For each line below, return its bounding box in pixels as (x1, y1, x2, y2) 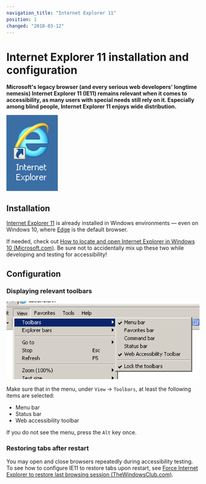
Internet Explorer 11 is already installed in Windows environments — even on (6, 220, 199, 227)
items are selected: (6, 392, 55, 399)
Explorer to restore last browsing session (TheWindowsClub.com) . (6, 471, 174, 478)
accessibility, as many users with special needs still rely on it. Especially (6, 96, 195, 104)
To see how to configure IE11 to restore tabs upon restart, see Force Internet (6, 464, 198, 472)
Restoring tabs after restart (6, 444, 89, 453)
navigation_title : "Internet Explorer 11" (6, 10, 116, 16)
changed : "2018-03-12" (6, 23, 64, 29)
